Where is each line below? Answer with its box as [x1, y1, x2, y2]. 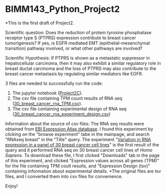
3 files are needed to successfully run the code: [5, 80, 103, 86]
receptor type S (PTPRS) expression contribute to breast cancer [5, 35, 136, 41]
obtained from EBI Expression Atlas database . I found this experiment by [5, 126, 154, 132]
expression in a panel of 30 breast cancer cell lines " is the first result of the [5, 141, 159, 147]
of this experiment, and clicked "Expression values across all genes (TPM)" [5, 157, 160, 163]
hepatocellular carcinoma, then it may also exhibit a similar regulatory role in [5, 60, 161, 66]
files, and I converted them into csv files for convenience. [5, 173, 123, 179]
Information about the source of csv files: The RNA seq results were [5, 121, 144, 127]
